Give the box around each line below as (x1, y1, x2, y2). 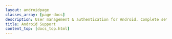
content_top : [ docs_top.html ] (5, 26, 70, 31)
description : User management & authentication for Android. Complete (5, 17, 159, 22)
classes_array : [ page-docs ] (5, 12, 66, 17)
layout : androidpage (5, 7, 50, 13)
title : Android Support (5, 21, 56, 27)
